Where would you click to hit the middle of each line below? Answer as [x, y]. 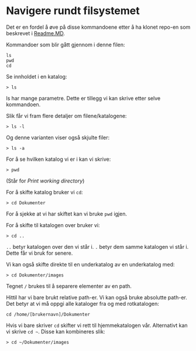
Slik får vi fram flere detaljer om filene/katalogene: [66, 116]
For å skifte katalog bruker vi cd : [44, 192]
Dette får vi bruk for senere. [39, 253]
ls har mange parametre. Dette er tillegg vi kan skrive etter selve [83, 98]
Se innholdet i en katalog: [37, 76]
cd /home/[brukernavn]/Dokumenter [48, 314]
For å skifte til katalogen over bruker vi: [53, 225]
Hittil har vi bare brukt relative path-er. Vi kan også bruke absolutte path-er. [97, 297]
